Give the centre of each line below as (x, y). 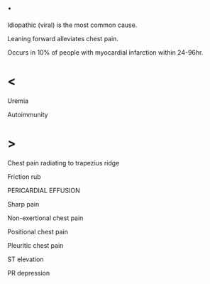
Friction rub (24, 176)
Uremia (18, 101)
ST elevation (26, 259)
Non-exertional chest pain (45, 218)
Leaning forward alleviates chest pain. (63, 38)
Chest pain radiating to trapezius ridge (63, 163)
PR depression (29, 273)
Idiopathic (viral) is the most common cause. (72, 25)
